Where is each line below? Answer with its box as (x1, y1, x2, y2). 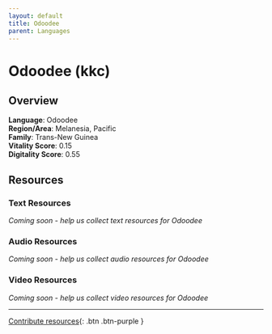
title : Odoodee (8, 19, 60, 27)
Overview (8, 94, 59, 108)
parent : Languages (8, 27, 70, 35)
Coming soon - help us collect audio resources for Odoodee (8, 254, 209, 264)
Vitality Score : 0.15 (8, 141, 73, 150)
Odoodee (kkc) (8, 61, 111, 80)
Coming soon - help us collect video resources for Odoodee (8, 293, 209, 302)
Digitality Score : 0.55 (8, 150, 81, 159)
